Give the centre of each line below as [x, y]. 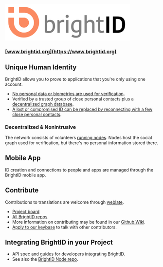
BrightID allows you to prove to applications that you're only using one [75, 79]
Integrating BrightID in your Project [59, 242]
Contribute [22, 190]
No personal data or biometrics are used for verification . [68, 94]
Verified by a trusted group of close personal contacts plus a [73, 99]
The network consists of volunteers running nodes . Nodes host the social [79, 138]
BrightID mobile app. [26, 175]
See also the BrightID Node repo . [45, 259]
